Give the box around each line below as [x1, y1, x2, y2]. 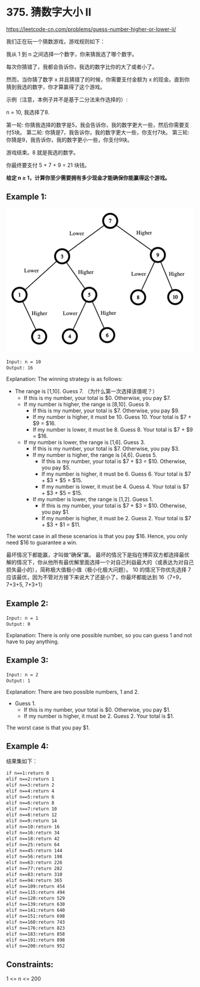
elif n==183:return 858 [6, 931, 65, 938]
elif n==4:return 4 [6, 788, 55, 794]
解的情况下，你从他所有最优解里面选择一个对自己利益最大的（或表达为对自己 [6, 558, 194, 566]
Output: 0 [6, 621, 31, 627]
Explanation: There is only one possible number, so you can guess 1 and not [6, 631, 192, 638]
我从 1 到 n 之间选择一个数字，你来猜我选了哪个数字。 [6, 50, 137, 57]
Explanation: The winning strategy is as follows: [6, 375, 123, 382]
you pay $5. [41, 464, 71, 471]
